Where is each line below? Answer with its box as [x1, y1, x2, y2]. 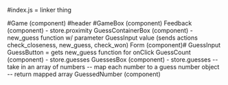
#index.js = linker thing [7, 6, 72, 14]
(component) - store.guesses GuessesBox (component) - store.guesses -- [7, 56, 218, 64]
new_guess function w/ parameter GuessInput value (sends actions [7, 34, 198, 42]
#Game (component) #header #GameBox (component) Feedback [7, 19, 192, 27]
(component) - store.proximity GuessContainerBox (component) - [7, 27, 194, 34]
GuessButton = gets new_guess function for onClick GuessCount [7, 48, 191, 56]
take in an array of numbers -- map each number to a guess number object [7, 63, 220, 71]
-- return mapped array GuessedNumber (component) [7, 70, 161, 78]
